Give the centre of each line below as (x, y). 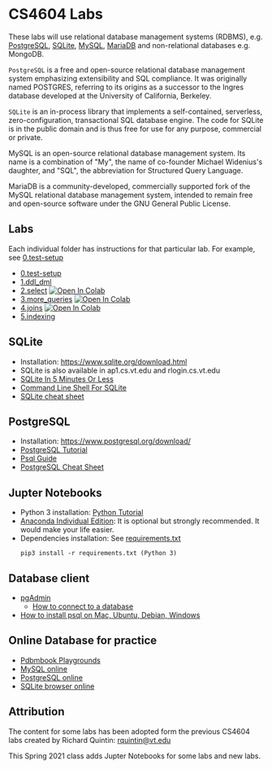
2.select (34, 291)
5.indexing (37, 316)
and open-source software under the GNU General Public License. (120, 203)
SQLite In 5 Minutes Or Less (67, 378)
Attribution (37, 712)
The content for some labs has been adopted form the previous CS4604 (129, 731)
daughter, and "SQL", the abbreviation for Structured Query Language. (126, 170)
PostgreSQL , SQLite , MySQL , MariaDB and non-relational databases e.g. (130, 45)
